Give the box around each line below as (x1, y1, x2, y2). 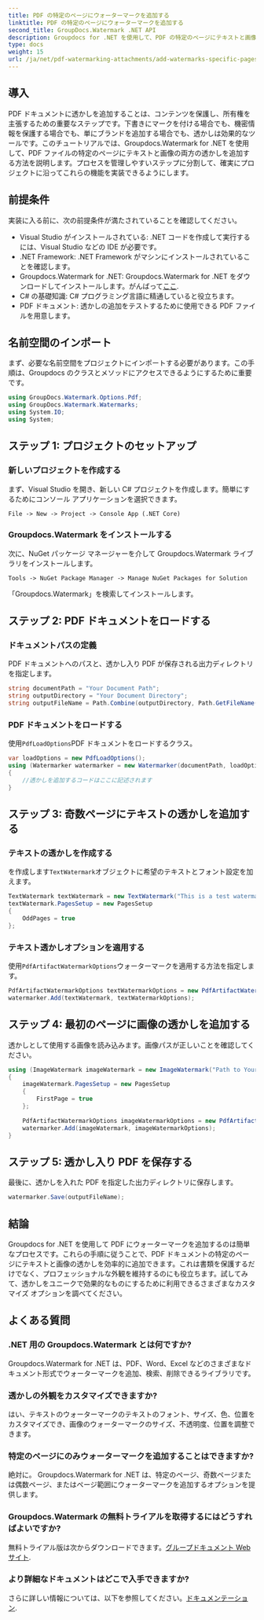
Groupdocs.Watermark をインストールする (8, 529, 173, 540)
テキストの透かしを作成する (8, 848, 113, 859)
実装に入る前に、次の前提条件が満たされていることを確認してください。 (8, 215, 242, 225)
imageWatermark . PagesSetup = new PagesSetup (22, 1081, 170, 1088)
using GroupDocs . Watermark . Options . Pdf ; (8, 394, 143, 402)
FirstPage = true (36, 1095, 93, 1103)
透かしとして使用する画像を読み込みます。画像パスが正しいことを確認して (8, 1040, 248, 1050)
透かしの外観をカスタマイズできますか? (8, 1390, 158, 1401)
